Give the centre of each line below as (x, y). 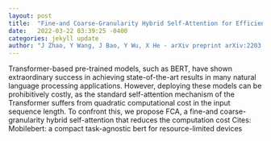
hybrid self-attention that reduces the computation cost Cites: (148, 120)
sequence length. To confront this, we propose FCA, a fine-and (113, 112)
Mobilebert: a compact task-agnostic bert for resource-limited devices (125, 129)
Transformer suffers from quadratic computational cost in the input (120, 103)
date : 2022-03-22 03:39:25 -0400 (68, 31)
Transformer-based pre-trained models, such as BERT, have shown (120, 68)
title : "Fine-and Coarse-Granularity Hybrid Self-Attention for (120, 23)
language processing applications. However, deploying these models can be (135, 86)
